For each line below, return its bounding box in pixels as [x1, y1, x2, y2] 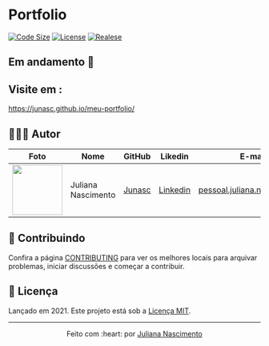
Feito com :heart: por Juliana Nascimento [66, 328, 203, 338]
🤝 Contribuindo [8, 231, 86, 245]
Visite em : [8, 82, 62, 96]
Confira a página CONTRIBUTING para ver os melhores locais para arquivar [8, 252, 258, 262]
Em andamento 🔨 [8, 55, 94, 69]
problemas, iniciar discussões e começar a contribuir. [8, 261, 186, 271]
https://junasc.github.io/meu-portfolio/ [8, 104, 134, 114]
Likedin [160, 151, 190, 162]
